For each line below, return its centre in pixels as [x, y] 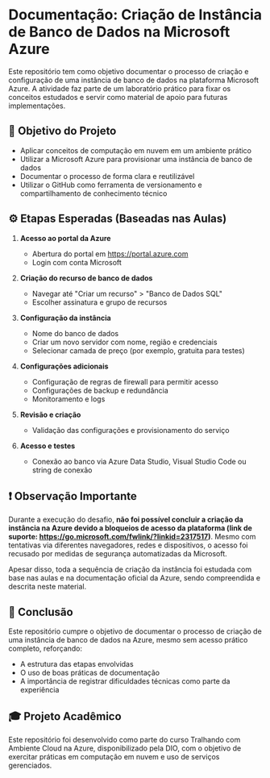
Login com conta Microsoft [77, 262]
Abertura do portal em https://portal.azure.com [110, 254]
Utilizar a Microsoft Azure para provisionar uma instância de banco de [136, 159]
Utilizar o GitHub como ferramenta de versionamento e [111, 185]
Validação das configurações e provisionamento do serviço [131, 430]
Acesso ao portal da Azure [65, 238]
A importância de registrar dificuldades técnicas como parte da [125, 681]
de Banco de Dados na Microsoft [119, 32]
